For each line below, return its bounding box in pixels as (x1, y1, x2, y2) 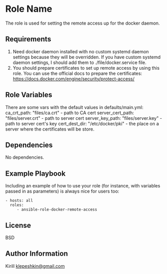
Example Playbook (5, 169, 66, 178)
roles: (10, 203, 24, 208)
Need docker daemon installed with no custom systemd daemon (12, 48, 149, 54)
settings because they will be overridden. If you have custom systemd (12, 54, 161, 60)
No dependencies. (5, 154, 45, 160)
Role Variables (5, 91, 52, 99)
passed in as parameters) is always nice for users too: (5, 188, 119, 195)
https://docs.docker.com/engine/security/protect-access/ (12, 75, 135, 82)
